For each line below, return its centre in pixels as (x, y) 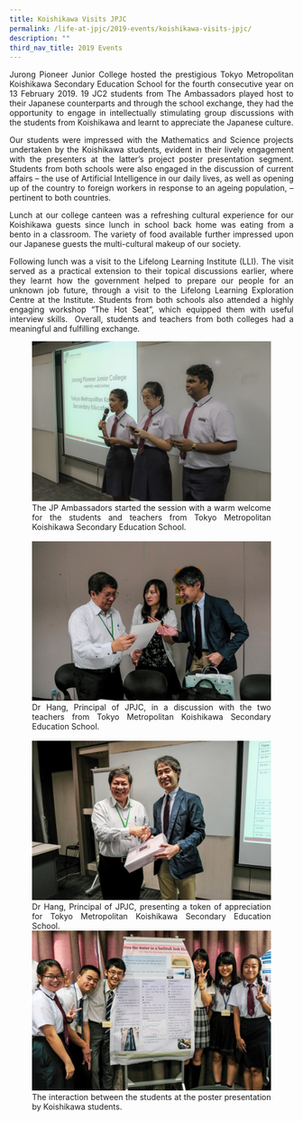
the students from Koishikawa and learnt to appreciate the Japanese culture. (151, 123)
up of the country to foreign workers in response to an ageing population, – (151, 188)
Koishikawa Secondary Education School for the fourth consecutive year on (151, 84)
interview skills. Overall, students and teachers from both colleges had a (151, 319)
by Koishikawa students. (77, 1107)
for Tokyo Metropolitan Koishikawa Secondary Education (151, 917)
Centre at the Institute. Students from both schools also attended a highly (151, 300)
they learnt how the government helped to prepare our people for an (151, 281)
